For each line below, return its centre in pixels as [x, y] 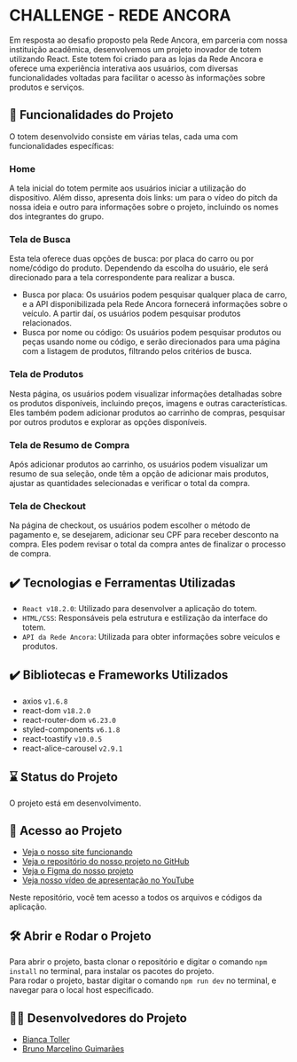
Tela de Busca [40, 239]
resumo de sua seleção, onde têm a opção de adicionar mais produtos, [139, 473]
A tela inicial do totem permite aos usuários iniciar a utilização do [128, 188]
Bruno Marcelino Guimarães [73, 1049]
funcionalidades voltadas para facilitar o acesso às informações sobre [137, 77]
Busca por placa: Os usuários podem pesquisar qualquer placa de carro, [155, 295]
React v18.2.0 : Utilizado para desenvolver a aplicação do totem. [139, 609]
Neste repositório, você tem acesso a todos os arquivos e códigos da [136, 898]
